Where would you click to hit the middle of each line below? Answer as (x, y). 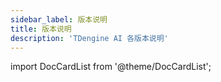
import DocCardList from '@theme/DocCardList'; (111, 67)
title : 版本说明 (41, 29)
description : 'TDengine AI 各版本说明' (89, 38)
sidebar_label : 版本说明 (59, 19)
